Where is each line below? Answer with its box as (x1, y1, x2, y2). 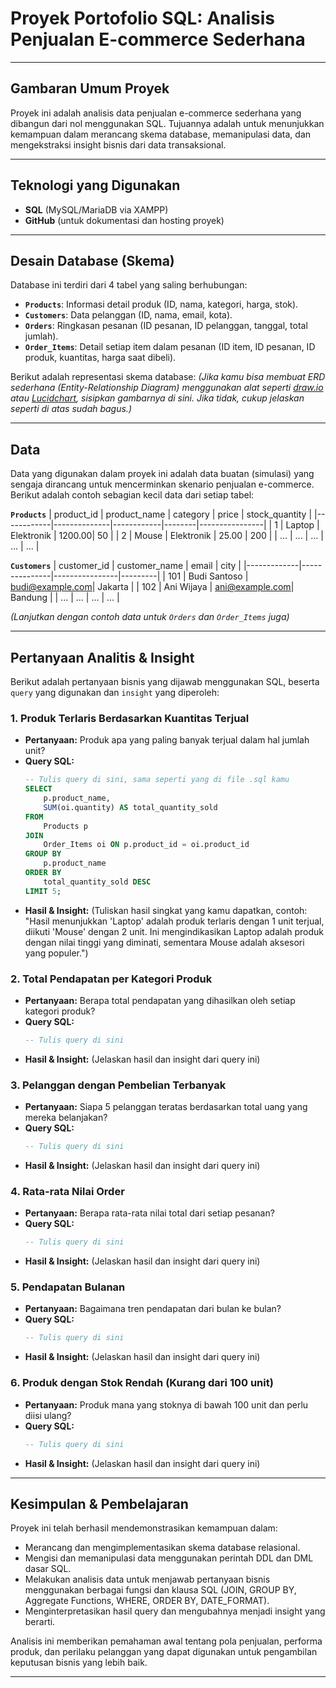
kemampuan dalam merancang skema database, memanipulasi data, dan (10, 128, 312, 140)
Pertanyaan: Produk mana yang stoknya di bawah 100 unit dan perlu (24, 1398, 309, 1411)
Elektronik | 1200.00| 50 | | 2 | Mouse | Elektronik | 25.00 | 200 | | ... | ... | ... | (10, 530, 324, 542)
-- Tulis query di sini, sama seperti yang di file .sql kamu (24, 775, 290, 785)
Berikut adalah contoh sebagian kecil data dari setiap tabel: (10, 489, 255, 501)
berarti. (24, 1616, 56, 1628)
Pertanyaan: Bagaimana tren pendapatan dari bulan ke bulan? (24, 1303, 282, 1315)
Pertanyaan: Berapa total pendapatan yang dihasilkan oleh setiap (24, 994, 296, 1006)
